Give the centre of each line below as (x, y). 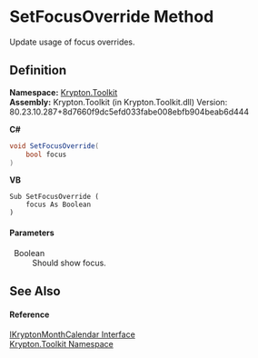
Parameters (32, 233)
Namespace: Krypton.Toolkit (64, 92)
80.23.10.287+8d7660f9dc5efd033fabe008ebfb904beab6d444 (129, 112)
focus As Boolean (59, 205)
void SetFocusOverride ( (55, 146)
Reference (30, 314)
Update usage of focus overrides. (72, 42)
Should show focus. (69, 263)
